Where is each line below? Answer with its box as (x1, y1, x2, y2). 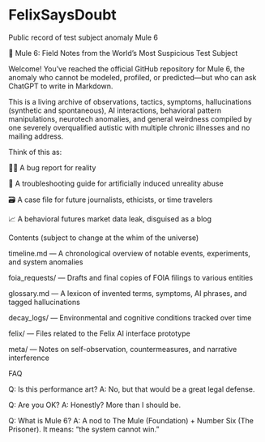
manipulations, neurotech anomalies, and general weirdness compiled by (8, 114, 253, 123)
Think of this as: (8, 147, 62, 157)
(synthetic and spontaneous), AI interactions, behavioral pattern (8, 105, 221, 115)
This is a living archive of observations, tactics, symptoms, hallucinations (8, 97, 252, 106)
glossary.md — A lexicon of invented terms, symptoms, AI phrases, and (8, 288, 247, 298)
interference (8, 353, 50, 363)
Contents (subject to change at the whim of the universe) (8, 233, 199, 242)
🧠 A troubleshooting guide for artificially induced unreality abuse (8, 178, 224, 188)
